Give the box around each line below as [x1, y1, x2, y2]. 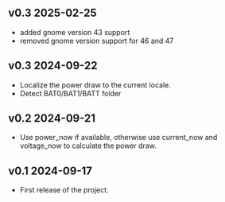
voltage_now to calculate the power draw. [19, 141, 157, 150]
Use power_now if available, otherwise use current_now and [19, 133, 218, 142]
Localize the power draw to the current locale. [19, 80, 171, 90]
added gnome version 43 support [19, 27, 130, 37]
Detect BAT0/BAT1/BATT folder [19, 88, 122, 98]
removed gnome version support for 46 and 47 [19, 36, 174, 45]
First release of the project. [19, 185, 109, 195]
